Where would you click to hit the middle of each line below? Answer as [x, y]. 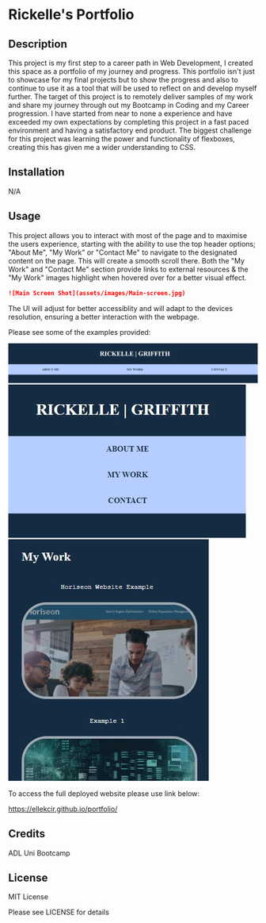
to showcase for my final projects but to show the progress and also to [123, 80]
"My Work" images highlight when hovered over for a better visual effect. [127, 277]
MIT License [28, 897]
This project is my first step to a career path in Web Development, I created [131, 63]
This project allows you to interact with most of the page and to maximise [128, 235]
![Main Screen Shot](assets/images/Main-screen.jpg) [97, 293]
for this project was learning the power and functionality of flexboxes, [122, 139]
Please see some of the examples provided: [80, 332]
